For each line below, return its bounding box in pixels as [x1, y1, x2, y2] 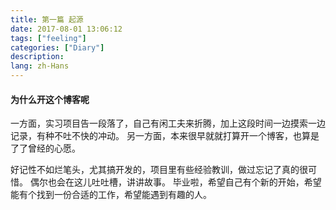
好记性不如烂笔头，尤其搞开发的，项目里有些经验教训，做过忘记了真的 [10, 164, 300, 176]
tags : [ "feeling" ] [10, 33, 87, 43]
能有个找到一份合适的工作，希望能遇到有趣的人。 [10, 189, 212, 201]
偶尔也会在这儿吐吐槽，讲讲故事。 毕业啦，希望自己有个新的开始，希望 [29, 176, 322, 188]
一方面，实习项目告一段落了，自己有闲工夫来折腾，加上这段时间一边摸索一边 [10, 117, 326, 130]
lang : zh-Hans [10, 61, 70, 71]
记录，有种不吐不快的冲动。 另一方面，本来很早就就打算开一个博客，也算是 [10, 130, 320, 142]
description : [10, 52, 65, 62]
